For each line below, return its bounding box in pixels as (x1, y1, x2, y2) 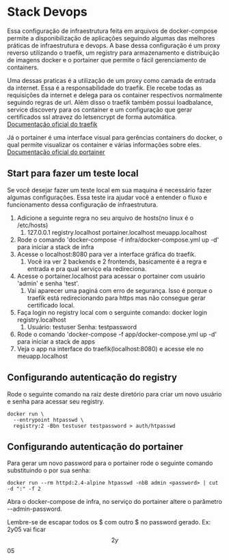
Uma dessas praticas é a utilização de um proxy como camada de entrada (7, 76, 217, 84)
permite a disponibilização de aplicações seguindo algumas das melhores (7, 34, 215, 42)
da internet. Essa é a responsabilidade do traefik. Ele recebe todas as (7, 84, 202, 92)
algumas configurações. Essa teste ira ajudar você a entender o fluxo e (7, 193, 208, 201)
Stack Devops (7, 4, 87, 20)
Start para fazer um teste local (7, 168, 139, 179)
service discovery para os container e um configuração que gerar (7, 105, 193, 114)
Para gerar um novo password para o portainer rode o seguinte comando (7, 459, 213, 468)
